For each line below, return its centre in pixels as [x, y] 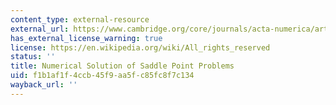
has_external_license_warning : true [86, 38]
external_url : [40, 29]
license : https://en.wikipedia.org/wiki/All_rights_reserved [140, 47]
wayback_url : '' [44, 85]
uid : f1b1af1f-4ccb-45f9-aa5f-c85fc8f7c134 [102, 76]
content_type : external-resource [80, 19]
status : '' [33, 57]
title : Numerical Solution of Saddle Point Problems [122, 66]
